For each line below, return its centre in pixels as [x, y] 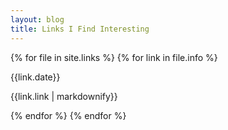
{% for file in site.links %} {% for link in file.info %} [114, 57]
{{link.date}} [35, 77]
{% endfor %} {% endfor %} [68, 115]
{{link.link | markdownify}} [64, 96]
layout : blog [37, 19]
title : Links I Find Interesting [80, 29]
